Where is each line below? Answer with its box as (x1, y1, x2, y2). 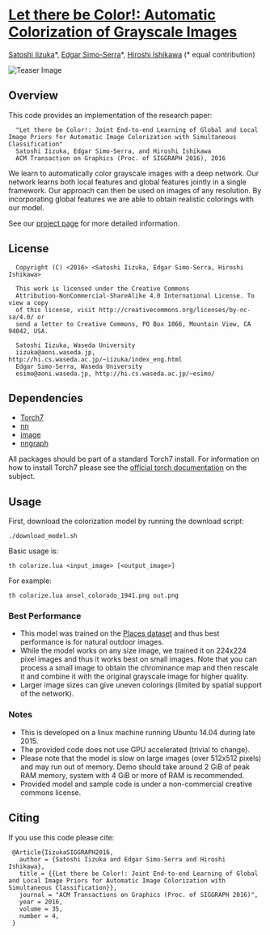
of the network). (19, 689, 74, 699)
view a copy (8, 298, 49, 307)
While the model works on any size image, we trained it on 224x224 (19, 645, 247, 656)
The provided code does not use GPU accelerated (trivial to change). (19, 744, 251, 754)
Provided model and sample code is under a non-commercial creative (19, 779, 253, 789)
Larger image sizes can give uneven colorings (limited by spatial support (19, 680, 263, 690)
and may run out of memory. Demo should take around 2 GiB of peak (19, 762, 251, 772)
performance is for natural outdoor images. (19, 637, 164, 647)
